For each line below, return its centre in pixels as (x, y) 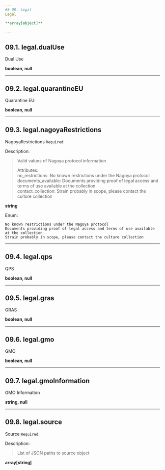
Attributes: (28, 170)
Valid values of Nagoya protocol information (62, 160)
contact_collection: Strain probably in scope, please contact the (82, 191)
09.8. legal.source (34, 422)
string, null (16, 402)
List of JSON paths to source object (53, 453)
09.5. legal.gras (30, 298)
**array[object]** (24, 23)
